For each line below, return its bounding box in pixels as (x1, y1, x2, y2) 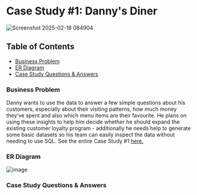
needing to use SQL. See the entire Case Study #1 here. (6, 137, 144, 145)
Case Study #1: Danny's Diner (6, 4, 158, 18)
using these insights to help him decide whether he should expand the (6, 119, 180, 126)
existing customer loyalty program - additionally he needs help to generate (6, 125, 191, 132)
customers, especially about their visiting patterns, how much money (6, 105, 177, 113)
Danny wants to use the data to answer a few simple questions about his (6, 99, 186, 107)
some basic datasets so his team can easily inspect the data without (6, 131, 175, 138)
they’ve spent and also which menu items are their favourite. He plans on (6, 112, 187, 119)
